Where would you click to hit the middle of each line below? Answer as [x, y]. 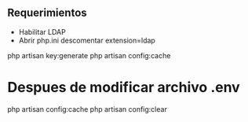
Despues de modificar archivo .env [124, 87]
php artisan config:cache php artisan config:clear [88, 109]
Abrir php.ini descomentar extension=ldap [87, 40]
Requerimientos [47, 13]
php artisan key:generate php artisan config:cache [89, 55]
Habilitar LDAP [42, 31]
